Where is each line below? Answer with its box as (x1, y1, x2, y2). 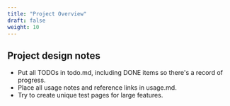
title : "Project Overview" (7, 10, 87, 18)
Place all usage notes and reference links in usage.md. (17, 83, 177, 92)
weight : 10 (7, 23, 40, 30)
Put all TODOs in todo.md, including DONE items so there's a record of (17, 69, 223, 77)
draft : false (7, 17, 46, 24)
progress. (17, 76, 46, 85)
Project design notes (7, 49, 100, 61)
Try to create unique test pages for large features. (17, 91, 163, 100)
